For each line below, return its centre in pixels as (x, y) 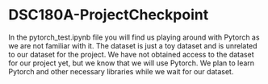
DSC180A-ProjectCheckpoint (109, 15)
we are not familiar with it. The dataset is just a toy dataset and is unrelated (133, 45)
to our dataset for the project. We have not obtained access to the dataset (131, 54)
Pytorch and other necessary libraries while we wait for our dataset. (121, 71)
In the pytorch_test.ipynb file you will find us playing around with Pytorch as (134, 37)
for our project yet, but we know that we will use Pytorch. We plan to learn (132, 63)
